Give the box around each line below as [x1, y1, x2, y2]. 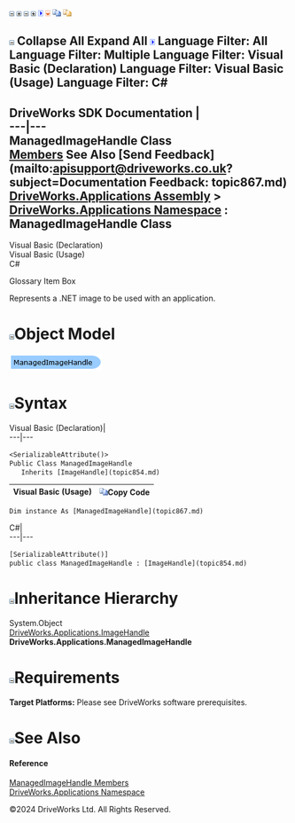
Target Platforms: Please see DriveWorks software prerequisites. [9, 696, 248, 708]
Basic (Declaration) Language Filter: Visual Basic [9, 61, 284, 76]
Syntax [14, 394, 68, 413]
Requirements [14, 668, 120, 688]
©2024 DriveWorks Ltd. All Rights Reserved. [9, 804, 171, 815]
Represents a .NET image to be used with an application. [9, 293, 216, 304]
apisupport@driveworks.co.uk [52, 161, 227, 176]
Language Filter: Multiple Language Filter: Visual [9, 48, 283, 63]
